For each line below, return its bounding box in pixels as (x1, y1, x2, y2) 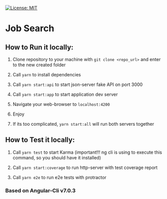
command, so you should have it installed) (12, 154, 102, 160)
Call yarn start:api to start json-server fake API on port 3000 (12, 81, 143, 88)
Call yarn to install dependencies (12, 72, 81, 77)
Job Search (5, 23, 54, 34)
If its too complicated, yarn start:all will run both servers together (12, 121, 154, 127)
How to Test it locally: (5, 135, 75, 145)
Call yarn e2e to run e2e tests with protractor (12, 174, 107, 180)
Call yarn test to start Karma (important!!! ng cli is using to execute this (12, 149, 162, 155)
